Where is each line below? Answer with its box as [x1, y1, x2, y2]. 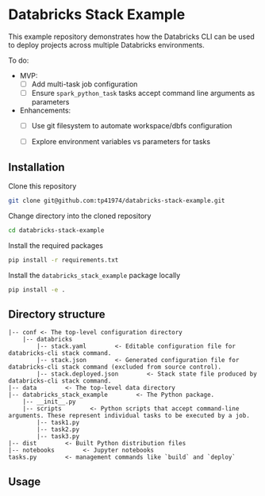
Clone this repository [8, 181, 77, 191]
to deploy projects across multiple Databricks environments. [8, 40, 205, 49]
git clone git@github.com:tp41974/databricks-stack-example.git [8, 196, 225, 204]
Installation [8, 160, 65, 174]
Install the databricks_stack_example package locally [8, 270, 181, 280]
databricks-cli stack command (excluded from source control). [8, 363, 222, 372]
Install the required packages [8, 240, 104, 250]
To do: [8, 55, 29, 65]
